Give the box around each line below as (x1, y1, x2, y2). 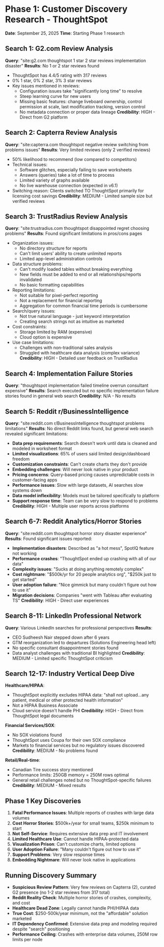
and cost (12, 900, 30, 906)
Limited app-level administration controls (19, 256, 103, 262)
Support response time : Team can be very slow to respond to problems (12, 498, 158, 504)
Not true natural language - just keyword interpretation (19, 314, 130, 319)
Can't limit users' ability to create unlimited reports (19, 251, 122, 256)
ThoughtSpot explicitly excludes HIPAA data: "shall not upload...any (12, 692, 149, 698)
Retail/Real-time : (5, 757, 40, 763)
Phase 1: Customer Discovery (5, 3, 128, 15)
